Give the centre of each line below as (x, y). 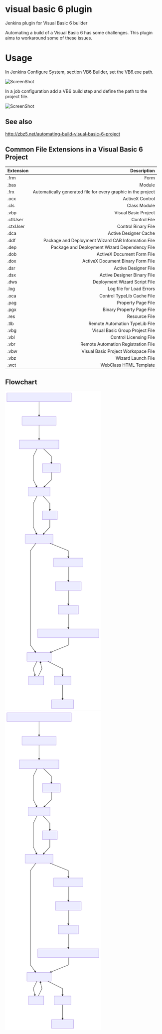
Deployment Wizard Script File (124, 282)
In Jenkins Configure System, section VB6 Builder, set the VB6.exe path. (79, 72)
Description (143, 171)
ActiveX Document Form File (126, 254)
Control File (143, 219)
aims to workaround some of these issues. (49, 38)
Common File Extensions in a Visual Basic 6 (74, 150)
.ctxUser (16, 226)
